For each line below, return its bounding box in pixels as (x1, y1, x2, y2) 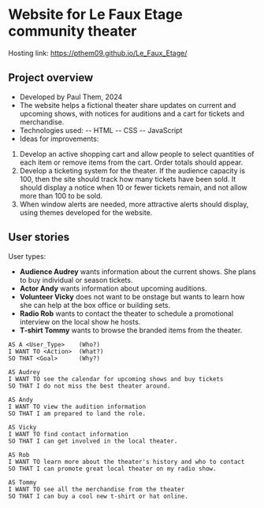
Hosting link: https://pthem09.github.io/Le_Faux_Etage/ (8, 48, 188, 57)
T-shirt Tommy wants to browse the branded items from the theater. (19, 325, 243, 335)
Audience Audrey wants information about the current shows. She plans (19, 266, 256, 276)
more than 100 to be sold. (19, 191, 103, 200)
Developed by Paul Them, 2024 (19, 92, 123, 102)
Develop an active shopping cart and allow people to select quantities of (19, 149, 255, 158)
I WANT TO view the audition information (8, 402, 147, 410)
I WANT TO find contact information (8, 430, 128, 438)
